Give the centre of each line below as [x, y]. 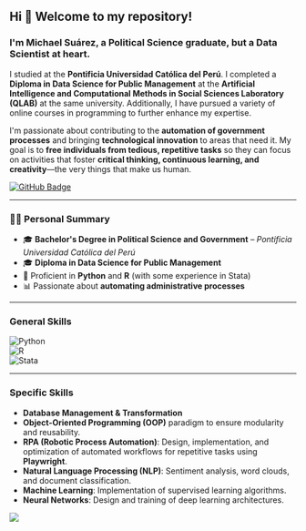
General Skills [41, 322]
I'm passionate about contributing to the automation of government [138, 130]
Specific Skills [42, 393]
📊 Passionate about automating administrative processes [134, 286]
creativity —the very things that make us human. [101, 168]
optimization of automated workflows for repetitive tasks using [140, 451]
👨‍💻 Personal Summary [60, 219]
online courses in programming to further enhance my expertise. [131, 112]
